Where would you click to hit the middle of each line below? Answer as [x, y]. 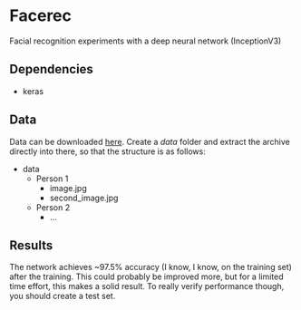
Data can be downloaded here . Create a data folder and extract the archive [150, 141]
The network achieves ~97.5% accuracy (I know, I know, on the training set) [151, 267]
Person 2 [53, 207]
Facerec [41, 16]
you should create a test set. [63, 296]
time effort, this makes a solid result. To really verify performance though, [147, 286]
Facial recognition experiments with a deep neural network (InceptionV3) [146, 41]
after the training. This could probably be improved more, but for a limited [146, 276]
